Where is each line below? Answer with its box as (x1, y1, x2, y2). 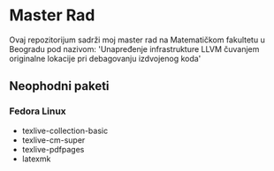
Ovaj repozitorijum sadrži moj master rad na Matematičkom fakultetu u (9, 34, 265, 45)
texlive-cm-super (21, 134, 86, 145)
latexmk (21, 153, 51, 164)
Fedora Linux (9, 105, 66, 117)
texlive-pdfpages (21, 144, 85, 154)
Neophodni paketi (9, 78, 110, 93)
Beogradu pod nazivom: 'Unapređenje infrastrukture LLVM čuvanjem (9, 43, 260, 54)
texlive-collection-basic (21, 125, 109, 136)
